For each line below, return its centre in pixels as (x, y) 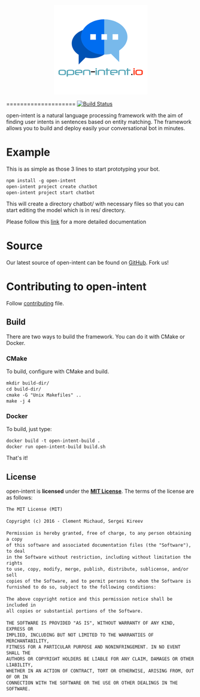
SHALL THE (19, 653)
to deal (16, 551)
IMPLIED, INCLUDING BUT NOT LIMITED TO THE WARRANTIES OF (80, 635)
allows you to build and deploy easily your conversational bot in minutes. (96, 128)
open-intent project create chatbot (52, 187)
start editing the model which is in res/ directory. (66, 210)
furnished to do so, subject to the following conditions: (81, 587)
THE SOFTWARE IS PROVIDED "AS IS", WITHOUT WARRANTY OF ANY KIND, (91, 623)
